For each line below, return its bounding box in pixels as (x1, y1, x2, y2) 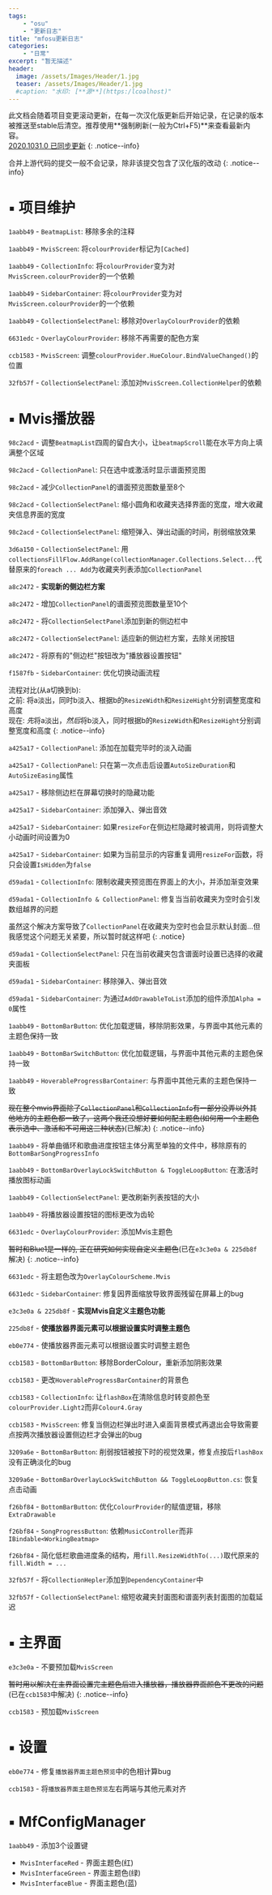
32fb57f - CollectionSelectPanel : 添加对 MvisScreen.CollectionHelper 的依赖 (8, 378, 262, 388)
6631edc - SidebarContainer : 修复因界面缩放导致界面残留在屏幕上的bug (8, 1289, 244, 1299)
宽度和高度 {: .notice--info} (15, 726, 105, 735)
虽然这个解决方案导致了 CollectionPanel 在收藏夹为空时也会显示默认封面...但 (8, 922, 261, 932)
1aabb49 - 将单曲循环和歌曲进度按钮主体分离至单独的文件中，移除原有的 (8, 1141, 247, 1151)
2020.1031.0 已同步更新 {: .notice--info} (8, 141, 140, 151)
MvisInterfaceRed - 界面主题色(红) (19, 1858, 134, 1867)
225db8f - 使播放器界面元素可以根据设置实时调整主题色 (8, 1324, 190, 1333)
